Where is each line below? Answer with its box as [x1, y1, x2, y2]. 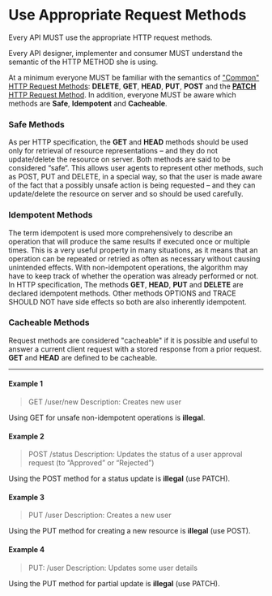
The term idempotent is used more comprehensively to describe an [8, 227, 233, 237]
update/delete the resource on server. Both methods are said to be [8, 154, 231, 164]
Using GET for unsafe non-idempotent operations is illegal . [8, 412, 206, 423]
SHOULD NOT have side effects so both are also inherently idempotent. [8, 296, 247, 306]
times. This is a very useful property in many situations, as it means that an [8, 245, 258, 255]
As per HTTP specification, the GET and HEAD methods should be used [8, 137, 249, 147]
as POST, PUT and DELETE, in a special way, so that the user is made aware [8, 172, 262, 182]
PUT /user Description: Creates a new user [28, 510, 172, 520]
